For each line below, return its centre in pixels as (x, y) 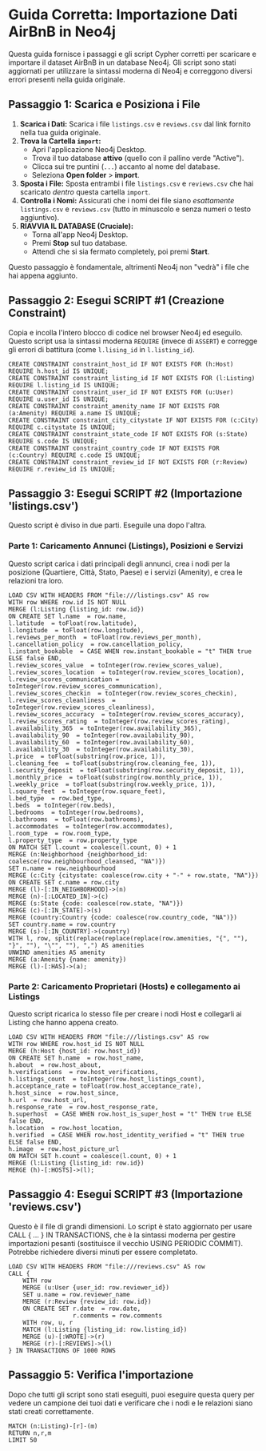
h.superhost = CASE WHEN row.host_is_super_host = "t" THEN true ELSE (130, 1114)
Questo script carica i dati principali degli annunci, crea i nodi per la (119, 563)
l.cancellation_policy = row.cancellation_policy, (96, 644)
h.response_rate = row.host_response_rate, (83, 1107)
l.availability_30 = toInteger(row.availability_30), (101, 749)
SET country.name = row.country (62, 924)
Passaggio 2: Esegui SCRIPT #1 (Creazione (117, 301)
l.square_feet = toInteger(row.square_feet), (87, 791)
